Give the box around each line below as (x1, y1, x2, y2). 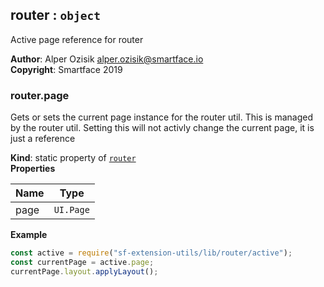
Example (10, 229, 48, 241)
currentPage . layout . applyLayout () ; (10, 266, 159, 277)
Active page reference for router (10, 33, 144, 45)
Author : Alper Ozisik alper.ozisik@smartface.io (10, 53, 204, 65)
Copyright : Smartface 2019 (10, 63, 123, 75)
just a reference (10, 133, 76, 145)
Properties (10, 163, 56, 175)
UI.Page (53, 204, 90, 216)
